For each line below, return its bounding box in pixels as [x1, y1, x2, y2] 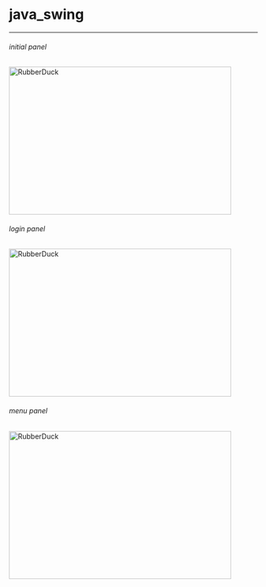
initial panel [9, 42, 47, 51]
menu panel [9, 406, 48, 415]
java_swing [9, 6, 84, 24]
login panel [9, 223, 46, 234]
